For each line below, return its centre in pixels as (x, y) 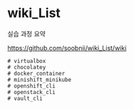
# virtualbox (27, 61)
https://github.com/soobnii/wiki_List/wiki (67, 48)
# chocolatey (27, 67)
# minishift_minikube (40, 80)
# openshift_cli (31, 86)
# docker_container (36, 73)
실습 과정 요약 (27, 33)
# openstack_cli (31, 92)
